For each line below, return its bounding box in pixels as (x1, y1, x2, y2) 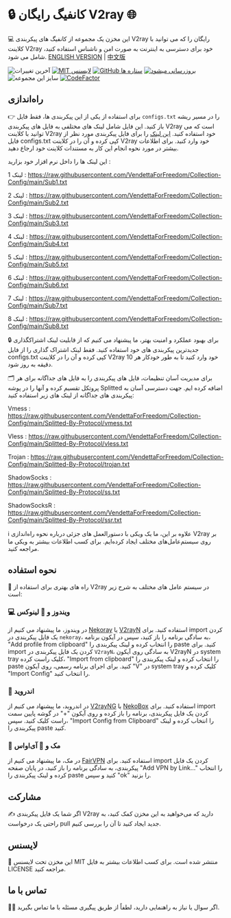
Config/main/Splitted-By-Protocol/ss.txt (8, 488, 121, 496)
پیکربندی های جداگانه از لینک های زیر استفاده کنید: (8, 390, 134, 399)
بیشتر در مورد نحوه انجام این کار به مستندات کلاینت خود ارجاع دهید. (8, 143, 179, 152)
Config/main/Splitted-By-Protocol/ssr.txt (8, 515, 122, 523)
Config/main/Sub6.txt (8, 281, 69, 289)
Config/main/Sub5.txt (8, 260, 69, 268)
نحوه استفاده (8, 565, 57, 576)
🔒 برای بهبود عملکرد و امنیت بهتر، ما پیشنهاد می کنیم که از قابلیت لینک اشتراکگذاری (8, 336, 219, 344)
